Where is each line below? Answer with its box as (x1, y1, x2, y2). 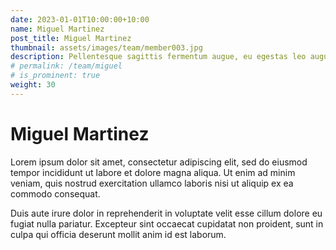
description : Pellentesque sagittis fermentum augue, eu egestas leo (10, 52, 307, 62)
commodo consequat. (10, 187, 101, 200)
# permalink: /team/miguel (10, 61, 123, 71)
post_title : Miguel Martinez (10, 33, 132, 43)
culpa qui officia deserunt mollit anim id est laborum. (10, 228, 227, 240)
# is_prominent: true (10, 71, 101, 81)
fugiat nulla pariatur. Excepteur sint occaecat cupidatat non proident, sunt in (10, 217, 324, 230)
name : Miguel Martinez (10, 24, 105, 34)
